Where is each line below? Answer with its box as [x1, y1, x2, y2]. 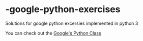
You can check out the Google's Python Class [5, 30, 101, 36]
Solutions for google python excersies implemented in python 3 [5, 20, 138, 26]
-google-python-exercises [5, 4, 121, 15]
